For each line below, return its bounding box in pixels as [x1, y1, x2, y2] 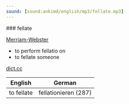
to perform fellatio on [14, 47, 66, 54]
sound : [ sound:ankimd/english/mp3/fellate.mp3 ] [6, 8, 124, 15]
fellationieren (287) [38, 88, 92, 96]
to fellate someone [14, 53, 60, 60]
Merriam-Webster [6, 36, 49, 43]
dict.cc [6, 65, 23, 72]
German [53, 78, 77, 86]
